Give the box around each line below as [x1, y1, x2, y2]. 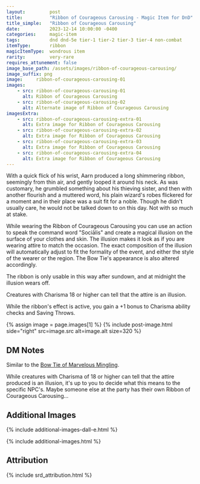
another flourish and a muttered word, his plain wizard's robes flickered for [6, 192, 193, 199]
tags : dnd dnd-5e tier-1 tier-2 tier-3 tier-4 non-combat [6, 37, 182, 43]
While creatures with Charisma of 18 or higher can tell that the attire [6, 373, 175, 380]
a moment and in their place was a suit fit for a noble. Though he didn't [6, 198, 183, 205]
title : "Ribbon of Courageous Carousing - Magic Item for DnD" [6, 15, 193, 21]
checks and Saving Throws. [6, 309, 76, 317]
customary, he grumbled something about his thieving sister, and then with [6, 185, 192, 192]
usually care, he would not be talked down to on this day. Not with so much [6, 204, 193, 212]
